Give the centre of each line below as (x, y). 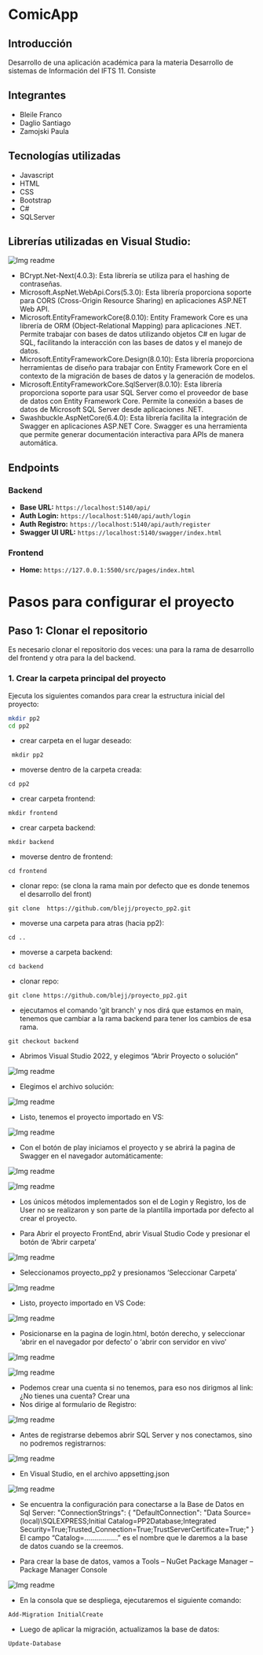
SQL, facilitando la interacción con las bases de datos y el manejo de (131, 342)
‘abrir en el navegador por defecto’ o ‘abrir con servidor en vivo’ (123, 1342)
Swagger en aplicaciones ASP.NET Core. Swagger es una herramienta (133, 426)
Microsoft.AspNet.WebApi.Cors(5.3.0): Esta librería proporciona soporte (135, 292)
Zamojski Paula (44, 131)
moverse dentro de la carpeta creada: (80, 770)
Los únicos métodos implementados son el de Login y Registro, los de (133, 1201)
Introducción (40, 44)
